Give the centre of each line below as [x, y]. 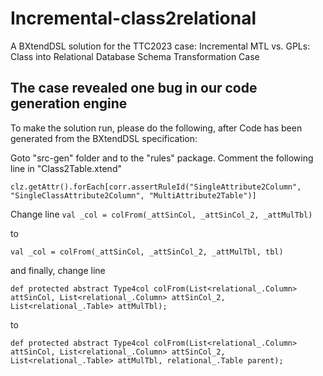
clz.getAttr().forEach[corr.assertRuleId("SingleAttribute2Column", [156, 187]
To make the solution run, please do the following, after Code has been [156, 128]
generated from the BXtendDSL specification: [104, 138]
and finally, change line [58, 270]
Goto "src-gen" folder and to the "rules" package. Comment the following [162, 158]
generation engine [69, 103]
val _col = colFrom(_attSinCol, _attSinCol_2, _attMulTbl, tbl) [147, 252]
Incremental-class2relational [133, 18]
